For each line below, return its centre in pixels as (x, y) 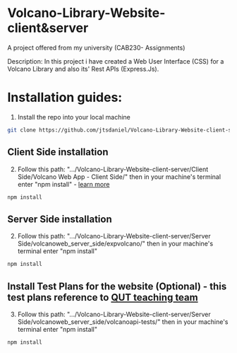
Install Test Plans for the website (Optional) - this (117, 286)
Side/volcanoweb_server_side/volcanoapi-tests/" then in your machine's (123, 322)
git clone (22, 130)
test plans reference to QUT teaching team (103, 297)
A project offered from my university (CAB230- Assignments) (96, 47)
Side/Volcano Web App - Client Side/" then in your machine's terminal (119, 176)
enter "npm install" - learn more (63, 184)
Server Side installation (60, 219)
